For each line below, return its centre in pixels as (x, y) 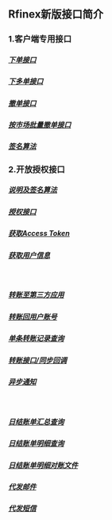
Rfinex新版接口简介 (56, 14)
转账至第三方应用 (36, 295)
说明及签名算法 (33, 190)
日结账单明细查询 (36, 443)
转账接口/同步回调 (38, 360)
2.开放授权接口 (37, 169)
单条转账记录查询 (36, 338)
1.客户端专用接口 (40, 39)
